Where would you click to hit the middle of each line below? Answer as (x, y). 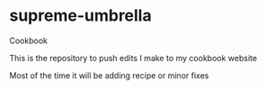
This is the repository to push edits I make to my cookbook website (133, 58)
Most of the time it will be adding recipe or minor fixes (109, 75)
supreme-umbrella (80, 16)
